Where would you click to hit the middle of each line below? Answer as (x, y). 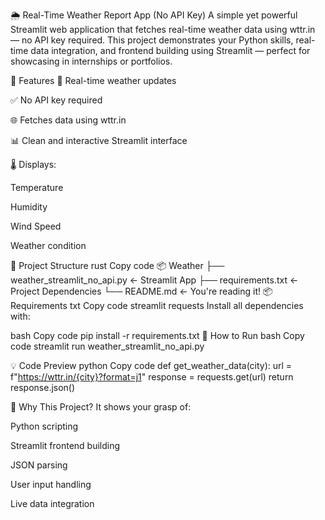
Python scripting (44, 426)
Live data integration (52, 503)
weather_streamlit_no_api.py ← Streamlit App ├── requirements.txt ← (154, 280)
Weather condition (48, 245)
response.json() (43, 387)
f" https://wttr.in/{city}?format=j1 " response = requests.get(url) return (152, 377)
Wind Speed (36, 226)
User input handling (51, 484)
